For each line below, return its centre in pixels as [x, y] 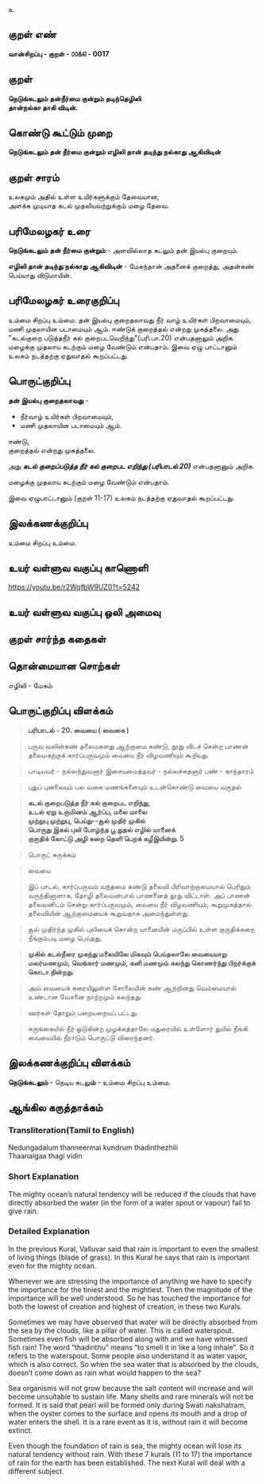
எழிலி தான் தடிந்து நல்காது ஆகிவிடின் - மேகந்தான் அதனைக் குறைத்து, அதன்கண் [131, 267]
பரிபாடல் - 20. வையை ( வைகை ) [78, 730]
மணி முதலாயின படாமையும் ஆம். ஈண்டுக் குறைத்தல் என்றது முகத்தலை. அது [123, 329]
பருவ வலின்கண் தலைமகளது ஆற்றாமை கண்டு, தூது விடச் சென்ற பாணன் [138, 746]
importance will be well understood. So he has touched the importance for [130, 1298]
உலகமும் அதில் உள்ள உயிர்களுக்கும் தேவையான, [84, 197]
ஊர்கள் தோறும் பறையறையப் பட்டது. [83, 1012]
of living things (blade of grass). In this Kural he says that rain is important [129, 1257]
